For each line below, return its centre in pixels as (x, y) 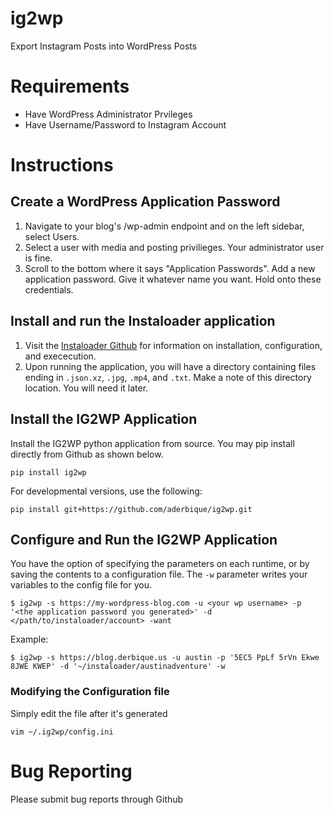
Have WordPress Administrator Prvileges (108, 114)
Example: (29, 639)
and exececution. (60, 356)
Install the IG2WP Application (104, 419)
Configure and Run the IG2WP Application (144, 539)
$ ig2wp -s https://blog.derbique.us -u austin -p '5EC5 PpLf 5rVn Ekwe (165, 658)
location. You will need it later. (86, 388)
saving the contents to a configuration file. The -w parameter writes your (159, 574)
